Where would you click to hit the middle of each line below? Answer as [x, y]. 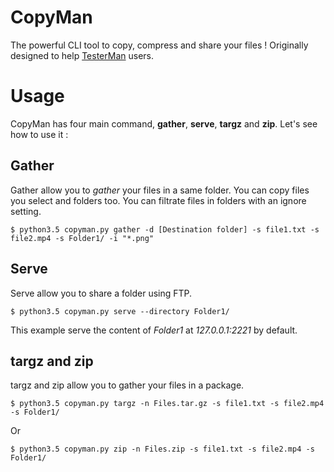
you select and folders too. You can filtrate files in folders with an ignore [158, 200]
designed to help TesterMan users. [82, 55]
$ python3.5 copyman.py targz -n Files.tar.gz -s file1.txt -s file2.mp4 [167, 404]
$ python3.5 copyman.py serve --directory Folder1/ [120, 311]
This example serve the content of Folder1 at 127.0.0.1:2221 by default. [154, 330]
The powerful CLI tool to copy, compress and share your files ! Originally [159, 45]
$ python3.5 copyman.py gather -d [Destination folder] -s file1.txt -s [165, 229]
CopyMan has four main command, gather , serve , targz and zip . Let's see [164, 123]
